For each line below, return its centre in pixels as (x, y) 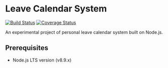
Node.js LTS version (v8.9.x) (42, 60)
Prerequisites (27, 48)
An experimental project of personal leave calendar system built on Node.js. (84, 32)
